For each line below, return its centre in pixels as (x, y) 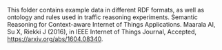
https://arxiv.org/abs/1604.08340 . (55, 39)
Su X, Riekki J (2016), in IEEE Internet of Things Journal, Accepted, (102, 32)
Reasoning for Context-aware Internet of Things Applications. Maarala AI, (111, 24)
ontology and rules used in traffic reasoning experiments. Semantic (103, 17)
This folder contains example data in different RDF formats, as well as (106, 10)
